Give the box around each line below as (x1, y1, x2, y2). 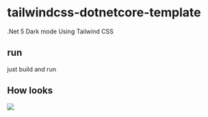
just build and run (7, 65, 57, 73)
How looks (7, 85, 53, 97)
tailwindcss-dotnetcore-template (7, 5, 201, 20)
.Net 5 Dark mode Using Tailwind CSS (7, 27, 114, 35)
